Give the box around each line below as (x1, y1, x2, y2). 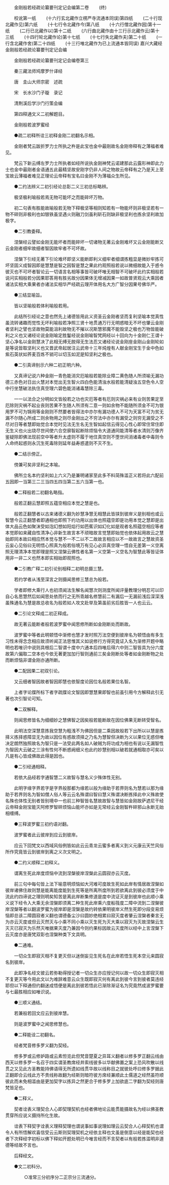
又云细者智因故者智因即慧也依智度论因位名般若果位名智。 (14, 679, 133, 685)
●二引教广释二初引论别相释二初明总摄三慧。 (14, 566, 107, 572)
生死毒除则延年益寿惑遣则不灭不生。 (40, 440, 116, 446)
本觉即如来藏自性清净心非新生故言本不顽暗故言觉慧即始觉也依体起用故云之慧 (5, 530, 164, 536)
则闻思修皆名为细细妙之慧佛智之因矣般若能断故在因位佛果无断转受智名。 (14, 717, 164, 723)
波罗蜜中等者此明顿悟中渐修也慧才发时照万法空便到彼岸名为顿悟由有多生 (14, 632, 164, 638)
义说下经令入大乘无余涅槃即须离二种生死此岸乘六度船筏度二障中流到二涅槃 (5, 900, 159, 906)
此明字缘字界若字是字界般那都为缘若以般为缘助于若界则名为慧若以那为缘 (14, 785, 164, 791)
